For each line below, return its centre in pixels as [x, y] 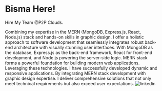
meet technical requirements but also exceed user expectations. [70, 83]
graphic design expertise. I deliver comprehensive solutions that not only [78, 78]
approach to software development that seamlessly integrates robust [74, 42]
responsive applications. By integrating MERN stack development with [76, 73]
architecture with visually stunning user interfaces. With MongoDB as [83, 47]
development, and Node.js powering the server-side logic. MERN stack [76, 57]
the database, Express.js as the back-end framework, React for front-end [79, 53]
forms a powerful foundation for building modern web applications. [72, 63]
